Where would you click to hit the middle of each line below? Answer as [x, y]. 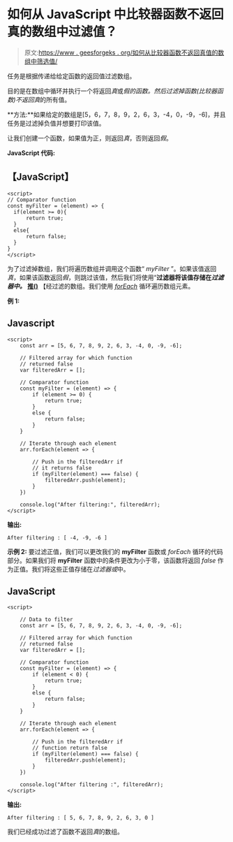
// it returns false [62, 468]
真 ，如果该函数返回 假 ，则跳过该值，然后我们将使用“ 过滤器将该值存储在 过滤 [116, 277]
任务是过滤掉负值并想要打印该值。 [56, 123]
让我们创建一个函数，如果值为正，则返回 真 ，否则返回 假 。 [90, 138]
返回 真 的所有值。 [46, 99]
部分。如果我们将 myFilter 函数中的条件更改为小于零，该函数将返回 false [112, 560]
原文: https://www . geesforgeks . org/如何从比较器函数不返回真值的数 [124, 52]
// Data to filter [46, 620]
